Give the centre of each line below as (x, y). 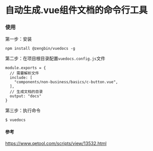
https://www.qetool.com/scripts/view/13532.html (56, 143)
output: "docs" (26, 96)
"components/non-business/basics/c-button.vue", (66, 82)
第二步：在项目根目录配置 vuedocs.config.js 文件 (55, 59)
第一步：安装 (18, 39)
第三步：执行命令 (23, 110)
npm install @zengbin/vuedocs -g (40, 49)
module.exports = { (26, 68)
